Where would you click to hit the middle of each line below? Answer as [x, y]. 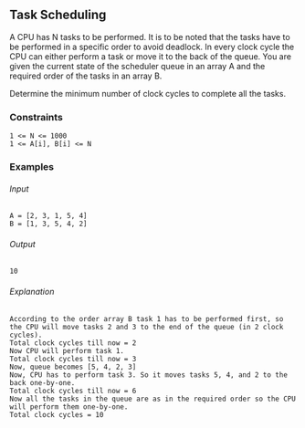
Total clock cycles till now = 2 [73, 343]
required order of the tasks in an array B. [86, 76]
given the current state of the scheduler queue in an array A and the [137, 66]
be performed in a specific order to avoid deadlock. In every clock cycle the [152, 47]
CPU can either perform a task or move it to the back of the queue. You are [151, 56]
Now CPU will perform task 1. [67, 350]
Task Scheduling [58, 15]
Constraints [37, 117]
